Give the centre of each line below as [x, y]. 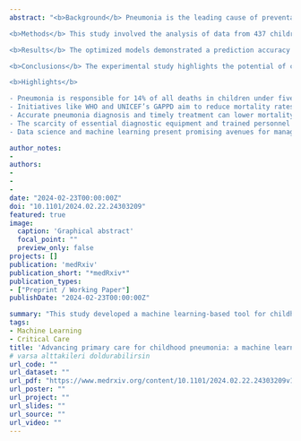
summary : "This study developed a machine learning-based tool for [138, 315]
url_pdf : [26, 381]
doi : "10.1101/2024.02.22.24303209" [77, 206]
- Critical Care [39, 339]
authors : [26, 165]
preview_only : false [56, 248]
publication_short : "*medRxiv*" [69, 273]
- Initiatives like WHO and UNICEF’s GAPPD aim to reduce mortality [140, 107]
